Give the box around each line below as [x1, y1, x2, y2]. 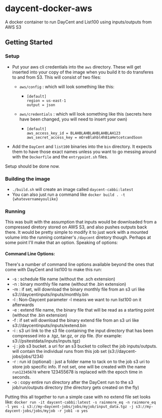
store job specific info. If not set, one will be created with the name [12, 364, 146, 370]
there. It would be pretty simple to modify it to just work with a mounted [5, 229, 148, 235]
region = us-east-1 [26, 98, 67, 103]
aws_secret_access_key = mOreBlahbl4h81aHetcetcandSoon [26, 135, 143, 140]
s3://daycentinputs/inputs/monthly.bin [12, 292, 89, 297]
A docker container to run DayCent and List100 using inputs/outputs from [5, 19, 152, 25]
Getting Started [5, 38, 53, 47]
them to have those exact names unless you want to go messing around [12, 149, 157, 155]
